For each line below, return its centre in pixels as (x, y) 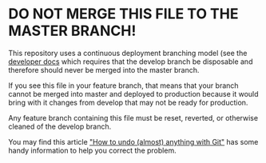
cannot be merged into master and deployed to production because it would (133, 93)
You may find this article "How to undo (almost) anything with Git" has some (133, 141)
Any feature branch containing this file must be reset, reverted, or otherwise (133, 117)
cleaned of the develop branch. (60, 126)
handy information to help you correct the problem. (93, 150)
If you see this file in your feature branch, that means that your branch (123, 85)
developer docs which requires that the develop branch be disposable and (131, 62)
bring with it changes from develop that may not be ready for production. (128, 102)
